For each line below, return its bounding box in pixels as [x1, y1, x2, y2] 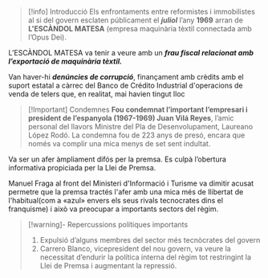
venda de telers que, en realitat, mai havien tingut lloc [8, 89, 186, 99]
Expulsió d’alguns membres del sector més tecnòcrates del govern [39, 235, 261, 244]
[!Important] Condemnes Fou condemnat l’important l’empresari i [27, 104, 248, 114]
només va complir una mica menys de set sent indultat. [27, 139, 211, 148]
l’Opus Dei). [27, 32, 67, 42]
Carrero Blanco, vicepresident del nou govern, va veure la [39, 244, 231, 253]
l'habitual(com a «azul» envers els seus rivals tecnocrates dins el [8, 196, 223, 205]
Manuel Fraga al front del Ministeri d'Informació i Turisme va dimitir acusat [8, 178, 254, 188]
